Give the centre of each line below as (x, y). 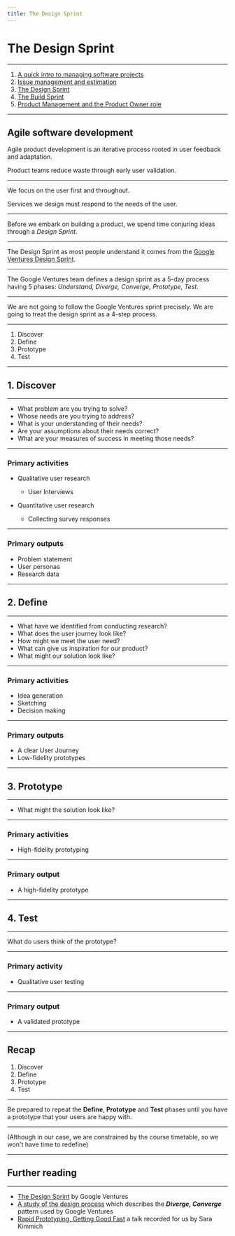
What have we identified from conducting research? (92, 626)
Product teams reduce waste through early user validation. (92, 170)
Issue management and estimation (67, 82)
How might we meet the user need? (69, 640)
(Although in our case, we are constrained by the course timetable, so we (113, 1137)
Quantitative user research (56, 505)
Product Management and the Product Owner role (90, 104)
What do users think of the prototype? (62, 941)
